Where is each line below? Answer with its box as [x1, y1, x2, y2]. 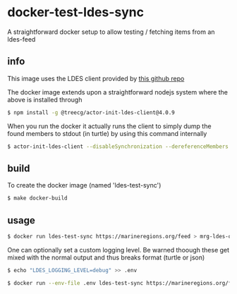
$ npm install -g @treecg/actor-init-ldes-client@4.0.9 [7, 109, 175, 116]
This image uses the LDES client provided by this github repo [7, 74, 185, 82]
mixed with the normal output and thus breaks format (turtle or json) [7, 253, 205, 262]
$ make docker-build [7, 195, 68, 202]
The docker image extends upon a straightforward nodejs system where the [7, 87, 228, 96]
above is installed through [7, 95, 83, 104]
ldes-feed [7, 35, 36, 43]
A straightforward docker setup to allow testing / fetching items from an [7, 27, 215, 36]
